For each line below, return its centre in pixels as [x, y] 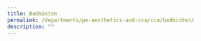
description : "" [31, 26]
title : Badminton [32, 14]
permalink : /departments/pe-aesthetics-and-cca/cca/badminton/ [101, 20]
